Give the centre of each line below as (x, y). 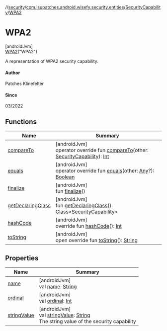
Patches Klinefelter (25, 83)
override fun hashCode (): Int (89, 226)
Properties (22, 258)
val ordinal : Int (55, 301)
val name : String (58, 286)
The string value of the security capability (88, 321)
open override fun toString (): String (97, 241)
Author (13, 73)
